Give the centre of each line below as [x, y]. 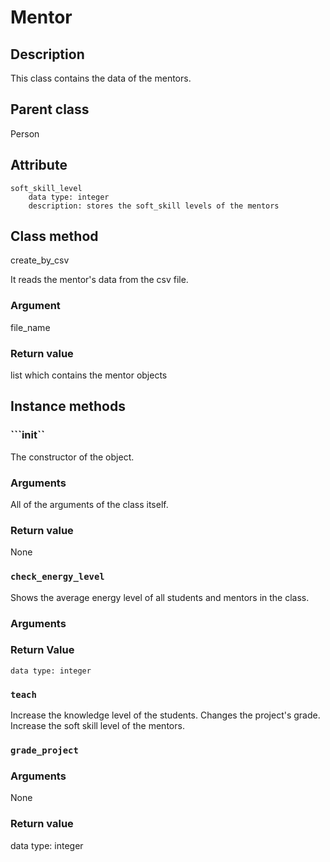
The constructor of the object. [72, 457]
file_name [30, 327]
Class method [54, 236]
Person [25, 133]
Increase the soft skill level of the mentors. [97, 726]
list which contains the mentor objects [89, 375]
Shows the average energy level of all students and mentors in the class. [160, 597]
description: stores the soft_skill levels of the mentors [154, 206]
